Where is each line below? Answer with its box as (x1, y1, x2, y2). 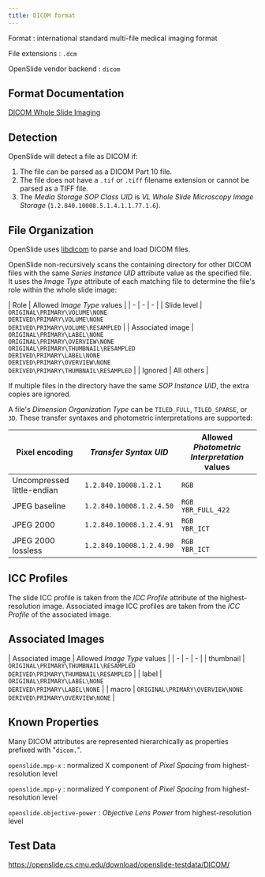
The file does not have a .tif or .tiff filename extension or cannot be (19, 176, 250, 185)
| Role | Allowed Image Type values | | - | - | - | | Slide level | (8, 301, 203, 310)
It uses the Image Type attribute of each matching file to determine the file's (8, 277, 256, 286)
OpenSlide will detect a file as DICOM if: (8, 152, 138, 161)
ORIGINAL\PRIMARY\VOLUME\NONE (8, 309, 108, 317)
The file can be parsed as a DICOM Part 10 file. (19, 167, 172, 176)
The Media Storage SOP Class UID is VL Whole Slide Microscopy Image (19, 192, 254, 202)
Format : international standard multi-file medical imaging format (8, 33, 218, 43)
